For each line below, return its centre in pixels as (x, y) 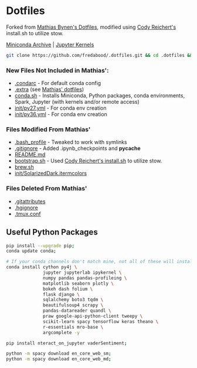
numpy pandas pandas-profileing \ (85, 278)
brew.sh (24, 167)
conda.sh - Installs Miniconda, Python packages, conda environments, (100, 96)
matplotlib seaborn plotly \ (79, 283)
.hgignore (26, 207)
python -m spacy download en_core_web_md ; (59, 359)
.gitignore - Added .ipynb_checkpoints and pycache (77, 148)
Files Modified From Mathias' (48, 130)
